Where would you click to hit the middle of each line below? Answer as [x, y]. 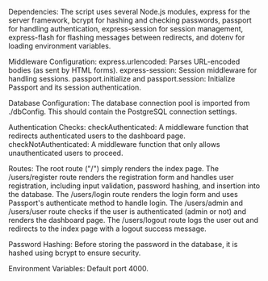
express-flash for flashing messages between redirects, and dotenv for [127, 37]
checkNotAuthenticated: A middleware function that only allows [114, 144]
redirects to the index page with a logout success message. [108, 229]
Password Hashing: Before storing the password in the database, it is [123, 244]
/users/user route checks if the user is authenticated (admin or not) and [128, 212]
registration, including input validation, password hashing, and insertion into [134, 186]
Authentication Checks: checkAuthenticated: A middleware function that [128, 127]
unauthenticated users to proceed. [66, 153]
